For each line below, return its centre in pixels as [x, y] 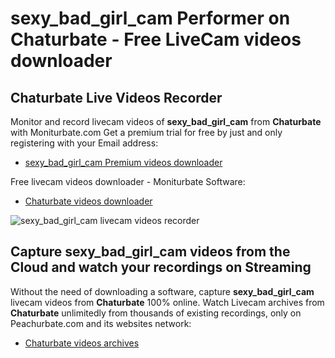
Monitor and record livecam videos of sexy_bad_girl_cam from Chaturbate [166, 121]
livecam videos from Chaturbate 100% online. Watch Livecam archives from [167, 302]
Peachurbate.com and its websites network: [101, 323]
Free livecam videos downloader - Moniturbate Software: [128, 181]
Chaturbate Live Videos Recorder [116, 97]
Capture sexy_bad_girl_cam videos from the [150, 252]
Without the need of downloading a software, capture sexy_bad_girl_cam [162, 291]
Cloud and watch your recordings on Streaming [161, 267]
